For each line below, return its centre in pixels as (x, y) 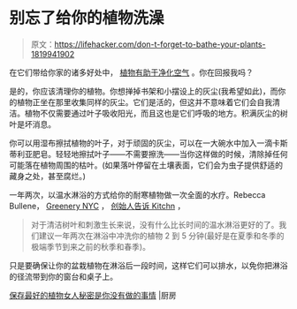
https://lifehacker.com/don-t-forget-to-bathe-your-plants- (160, 44)
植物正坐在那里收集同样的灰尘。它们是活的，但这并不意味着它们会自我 (144, 102)
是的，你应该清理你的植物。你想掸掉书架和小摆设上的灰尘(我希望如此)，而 (144, 91)
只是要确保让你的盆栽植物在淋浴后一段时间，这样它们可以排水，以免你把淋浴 (148, 265)
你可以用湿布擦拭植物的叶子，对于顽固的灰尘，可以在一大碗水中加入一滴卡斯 (148, 143)
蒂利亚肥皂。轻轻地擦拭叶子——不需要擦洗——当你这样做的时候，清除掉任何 (148, 154)
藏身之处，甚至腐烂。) (48, 176)
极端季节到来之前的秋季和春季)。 (90, 246)
